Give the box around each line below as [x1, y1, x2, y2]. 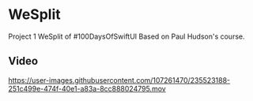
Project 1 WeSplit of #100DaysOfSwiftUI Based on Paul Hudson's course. [8, 32, 245, 41]
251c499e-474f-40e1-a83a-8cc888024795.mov [8, 84, 166, 93]
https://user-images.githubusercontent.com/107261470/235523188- [8, 75, 231, 84]
